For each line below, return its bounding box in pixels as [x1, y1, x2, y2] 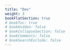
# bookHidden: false [5, 25, 47, 30]
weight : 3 [5, 11, 25, 16]
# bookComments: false [5, 34, 50, 39]
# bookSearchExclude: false [5, 38, 61, 43]
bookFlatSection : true [5, 16, 50, 20]
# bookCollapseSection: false [5, 29, 66, 34]
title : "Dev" [5, 7, 31, 12]
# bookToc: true [5, 20, 37, 25]
